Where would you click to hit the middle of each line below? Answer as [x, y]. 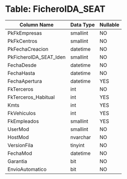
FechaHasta [21, 73]
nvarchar [81, 137]
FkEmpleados [23, 121]
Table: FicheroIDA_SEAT [55, 9]
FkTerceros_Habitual [31, 97]
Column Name [37, 25]
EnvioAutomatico [27, 169]
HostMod [18, 137]
